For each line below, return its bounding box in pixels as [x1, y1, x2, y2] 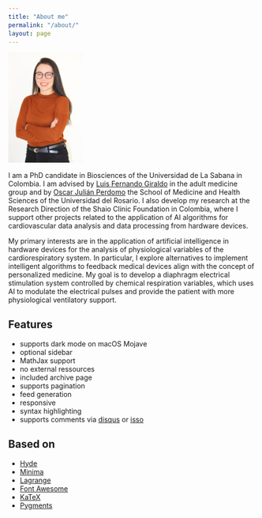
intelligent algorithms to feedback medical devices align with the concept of [8, 261, 255, 270]
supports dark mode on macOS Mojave [19, 338, 148, 348]
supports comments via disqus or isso [19, 414, 144, 424]
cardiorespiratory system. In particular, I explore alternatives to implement [8, 253, 249, 263]
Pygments [19, 501, 53, 510]
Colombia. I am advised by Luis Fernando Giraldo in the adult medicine [8, 179, 238, 188]
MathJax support [19, 356, 76, 365]
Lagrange [19, 475, 51, 485]
